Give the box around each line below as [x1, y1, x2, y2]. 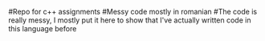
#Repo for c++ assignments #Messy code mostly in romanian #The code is [8, 7, 258, 16]
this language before [8, 24, 77, 33]
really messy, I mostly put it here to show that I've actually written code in [8, 15, 251, 25]
